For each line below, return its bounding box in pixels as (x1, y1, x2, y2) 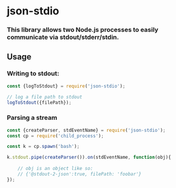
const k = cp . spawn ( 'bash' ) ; (7, 144, 80, 150)
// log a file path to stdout (7, 94, 83, 100)
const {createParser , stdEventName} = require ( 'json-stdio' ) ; (7, 127, 166, 133)
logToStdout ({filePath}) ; (7, 99, 71, 105)
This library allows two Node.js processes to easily (7, 26, 159, 34)
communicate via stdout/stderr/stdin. (7, 33, 120, 41)
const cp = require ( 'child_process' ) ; (7, 133, 104, 139)
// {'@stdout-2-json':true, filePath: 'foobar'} (17, 171, 142, 177)
